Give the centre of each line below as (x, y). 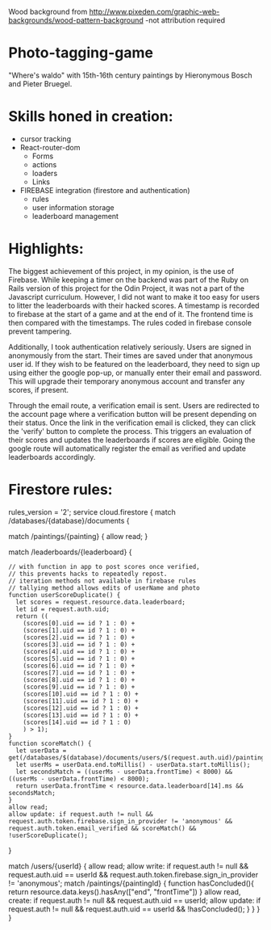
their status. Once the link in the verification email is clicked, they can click (132, 423)
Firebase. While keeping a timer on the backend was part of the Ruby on (128, 280)
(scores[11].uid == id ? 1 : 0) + (81, 701)
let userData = (41, 751)
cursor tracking (45, 139)
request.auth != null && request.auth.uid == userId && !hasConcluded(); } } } (134, 909)
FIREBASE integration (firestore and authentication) (105, 190)
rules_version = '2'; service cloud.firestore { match (92, 511)
